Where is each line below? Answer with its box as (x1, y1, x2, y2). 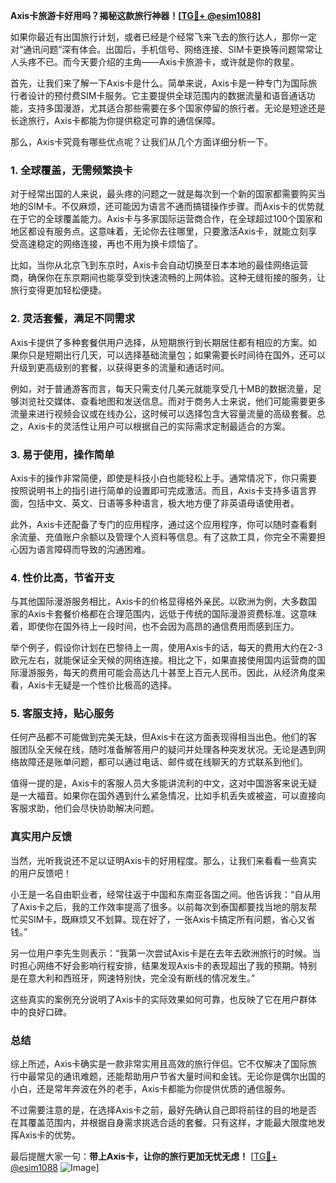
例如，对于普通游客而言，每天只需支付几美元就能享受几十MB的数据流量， (10, 382, 313, 394)
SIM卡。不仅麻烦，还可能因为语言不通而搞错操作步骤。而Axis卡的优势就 (27, 200, 325, 213)
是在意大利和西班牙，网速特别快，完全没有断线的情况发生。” (10, 972, 256, 984)
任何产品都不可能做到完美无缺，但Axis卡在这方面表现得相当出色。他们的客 (10, 731, 318, 743)
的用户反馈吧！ (10, 867, 72, 879)
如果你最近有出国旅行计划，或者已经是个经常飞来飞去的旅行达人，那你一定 (10, 31, 317, 43)
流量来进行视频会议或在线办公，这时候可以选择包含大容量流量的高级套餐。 (10, 407, 317, 419)
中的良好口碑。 (10, 1005, 72, 1018)
